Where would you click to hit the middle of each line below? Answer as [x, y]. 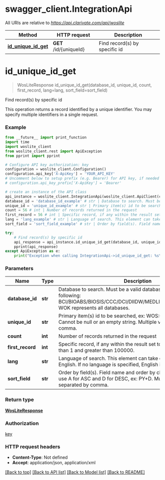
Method [28, 34]
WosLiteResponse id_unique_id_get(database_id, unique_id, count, [84, 85]
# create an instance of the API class [46, 192]
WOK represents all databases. [94, 308]
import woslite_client [28, 146]
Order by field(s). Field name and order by [107, 373]
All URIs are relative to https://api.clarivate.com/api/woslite [65, 23]
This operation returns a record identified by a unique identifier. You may [79, 109]
